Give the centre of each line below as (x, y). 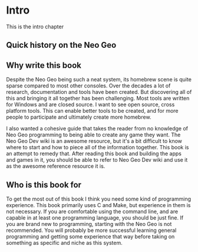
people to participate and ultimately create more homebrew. (79, 117)
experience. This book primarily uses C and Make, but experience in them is (98, 205)
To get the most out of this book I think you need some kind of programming (99, 199)
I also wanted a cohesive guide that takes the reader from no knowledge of (97, 129)
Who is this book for (44, 184)
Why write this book (44, 65)
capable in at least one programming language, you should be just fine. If (95, 217)
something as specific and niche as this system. (64, 243)
